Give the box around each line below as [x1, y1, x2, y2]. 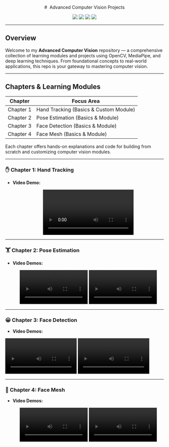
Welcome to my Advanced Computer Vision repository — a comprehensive [5, 47, 163, 53]
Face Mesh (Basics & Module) [36, 130, 107, 137]
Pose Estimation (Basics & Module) [36, 114, 119, 121]
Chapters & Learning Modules [5, 82, 101, 91]
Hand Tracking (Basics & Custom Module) [36, 106, 136, 113]
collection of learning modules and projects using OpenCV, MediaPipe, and [5, 52, 161, 58]
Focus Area [71, 98, 100, 105]
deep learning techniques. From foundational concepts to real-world [5, 58, 147, 64]
